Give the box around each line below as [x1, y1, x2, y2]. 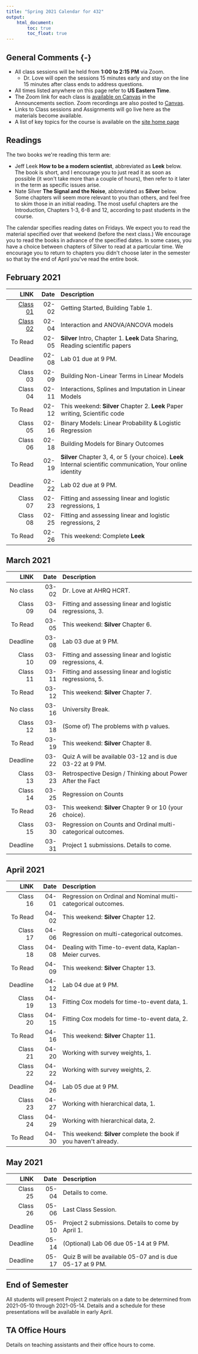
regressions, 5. [62, 675, 104, 683]
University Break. [62, 705, 110, 714]
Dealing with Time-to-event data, [62, 943, 156, 951]
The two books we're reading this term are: [6, 151, 111, 158]
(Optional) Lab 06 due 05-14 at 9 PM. [62, 1239, 170, 1247]
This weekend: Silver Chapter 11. [62, 1032, 156, 1040]
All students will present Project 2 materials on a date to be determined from [6, 1296, 192, 1303]
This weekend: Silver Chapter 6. [62, 620, 152, 629]
